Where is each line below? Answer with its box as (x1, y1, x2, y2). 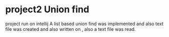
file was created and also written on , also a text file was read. (5, 26, 136, 32)
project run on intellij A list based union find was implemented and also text (5, 21, 164, 27)
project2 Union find (5, 4, 90, 15)
